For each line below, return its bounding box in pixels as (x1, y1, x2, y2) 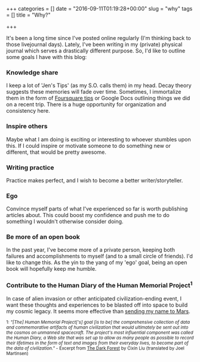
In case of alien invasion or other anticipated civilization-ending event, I (6, 295, 182, 302)
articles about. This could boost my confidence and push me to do (6, 212, 170, 219)
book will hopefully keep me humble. (6, 265, 97, 273)
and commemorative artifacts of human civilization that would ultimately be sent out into (6, 324, 189, 330)
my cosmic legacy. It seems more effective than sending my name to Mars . (6, 308, 191, 315)
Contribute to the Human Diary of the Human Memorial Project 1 (6, 280, 193, 290)
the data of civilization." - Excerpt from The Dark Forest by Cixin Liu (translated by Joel (6, 345, 185, 351)
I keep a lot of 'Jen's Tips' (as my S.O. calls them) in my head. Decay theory (6, 82, 192, 89)
